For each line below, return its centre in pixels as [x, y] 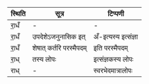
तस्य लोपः [44, 59]
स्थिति [18, 14]
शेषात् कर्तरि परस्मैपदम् [60, 48]
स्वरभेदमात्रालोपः [113, 70]
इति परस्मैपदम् [111, 48]
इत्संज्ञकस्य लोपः [113, 59]
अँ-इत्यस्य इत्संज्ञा [116, 36]
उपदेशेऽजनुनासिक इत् [59, 36]
